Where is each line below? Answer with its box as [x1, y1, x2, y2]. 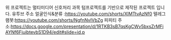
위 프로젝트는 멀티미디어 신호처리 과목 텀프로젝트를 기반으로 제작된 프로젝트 [5, 5, 156, 10]
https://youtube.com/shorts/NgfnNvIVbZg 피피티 [14, 17, 117, 23]
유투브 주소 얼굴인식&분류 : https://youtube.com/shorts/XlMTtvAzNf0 [12, 11, 152, 17]
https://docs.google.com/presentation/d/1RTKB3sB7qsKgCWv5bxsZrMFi [10, 23, 164, 29]
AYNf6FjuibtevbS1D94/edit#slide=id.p [5, 29, 85, 35]
